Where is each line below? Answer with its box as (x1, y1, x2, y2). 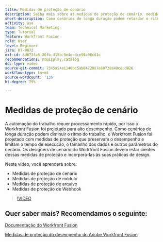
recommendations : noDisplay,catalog (5, 57, 79, 62)
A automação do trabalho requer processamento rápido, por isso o (5, 121, 139, 126)
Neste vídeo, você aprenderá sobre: (5, 161, 77, 167)
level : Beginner (5, 43, 38, 48)
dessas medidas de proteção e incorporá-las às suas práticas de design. (5, 152, 151, 157)
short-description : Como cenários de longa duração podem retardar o (5, 16, 149, 21)
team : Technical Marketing (5, 25, 60, 30)
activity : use (5, 20, 34, 26)
